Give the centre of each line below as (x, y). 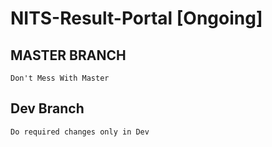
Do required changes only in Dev (80, 132)
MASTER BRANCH (68, 55)
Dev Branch (47, 108)
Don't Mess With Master (60, 78)
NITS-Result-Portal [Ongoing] (136, 18)
